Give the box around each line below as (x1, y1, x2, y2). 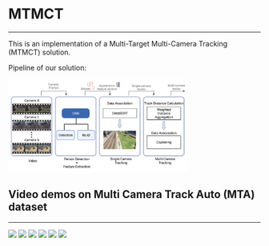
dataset (8, 200, 48, 214)
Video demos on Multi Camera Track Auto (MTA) (8, 188, 255, 201)
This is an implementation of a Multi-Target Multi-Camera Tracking (8, 38, 228, 48)
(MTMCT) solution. (8, 47, 70, 57)
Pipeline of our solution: (8, 63, 86, 72)
